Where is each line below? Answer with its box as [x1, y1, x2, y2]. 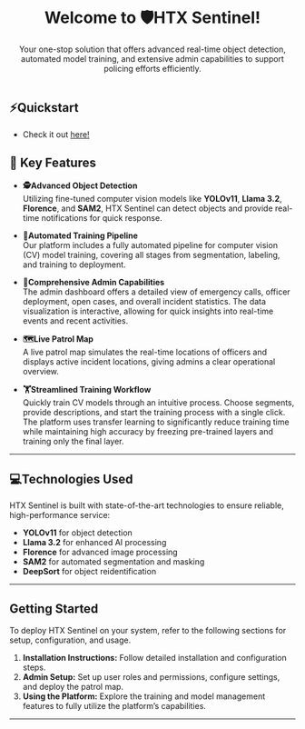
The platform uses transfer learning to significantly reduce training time [22, 416, 290, 427]
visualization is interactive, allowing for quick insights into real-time [22, 305, 274, 316]
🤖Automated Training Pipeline [22, 230, 139, 241]
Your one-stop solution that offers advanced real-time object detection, [19, 44, 286, 55]
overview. [22, 365, 59, 376]
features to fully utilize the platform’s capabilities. [22, 701, 207, 712]
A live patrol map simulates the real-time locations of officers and [22, 346, 268, 357]
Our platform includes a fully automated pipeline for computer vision [22, 239, 279, 250]
